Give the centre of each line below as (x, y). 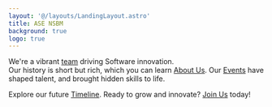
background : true (38, 31)
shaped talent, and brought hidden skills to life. (87, 79)
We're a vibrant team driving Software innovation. (91, 62)
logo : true (27, 39)
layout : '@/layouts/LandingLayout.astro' (80, 16)
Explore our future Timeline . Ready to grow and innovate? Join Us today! (130, 95)
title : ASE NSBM (36, 24)
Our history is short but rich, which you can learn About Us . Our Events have (136, 71)
